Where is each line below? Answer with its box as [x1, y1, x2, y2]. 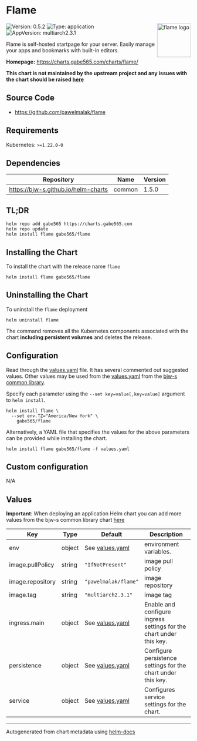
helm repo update [6, 226, 49, 232]
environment [144, 540, 179, 548]
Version [143, 176, 166, 184]
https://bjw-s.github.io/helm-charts [9, 186, 108, 194]
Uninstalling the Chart [6, 290, 89, 300]
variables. [144, 548, 172, 556]
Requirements [6, 126, 59, 136]
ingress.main [9, 619, 45, 627]
